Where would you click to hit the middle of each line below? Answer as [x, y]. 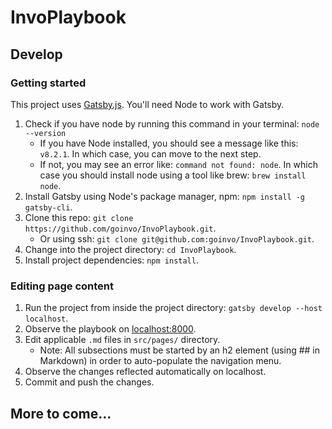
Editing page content [62, 286]
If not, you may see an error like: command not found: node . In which [178, 164]
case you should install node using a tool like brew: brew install [173, 175]
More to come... [61, 413]
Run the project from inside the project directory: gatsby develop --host [173, 308]
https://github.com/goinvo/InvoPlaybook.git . [120, 228]
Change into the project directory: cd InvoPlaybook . [130, 249]
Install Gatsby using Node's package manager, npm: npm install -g [165, 196]
